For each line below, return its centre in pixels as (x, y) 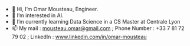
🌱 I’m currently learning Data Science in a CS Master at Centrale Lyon (96, 22)
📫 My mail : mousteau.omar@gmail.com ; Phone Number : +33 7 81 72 (98, 28)
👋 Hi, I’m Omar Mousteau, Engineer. (55, 9)
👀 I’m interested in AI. (37, 15)
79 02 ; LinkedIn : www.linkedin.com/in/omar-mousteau (79, 37)
